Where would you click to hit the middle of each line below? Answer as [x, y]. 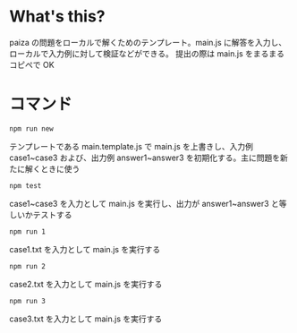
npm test [25, 185]
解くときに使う [52, 168]
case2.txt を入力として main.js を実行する [86, 284]
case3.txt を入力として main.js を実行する [86, 319]
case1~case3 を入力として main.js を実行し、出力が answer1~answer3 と [144, 203]
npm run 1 [28, 231]
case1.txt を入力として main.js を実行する [85, 249]
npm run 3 [28, 301]
